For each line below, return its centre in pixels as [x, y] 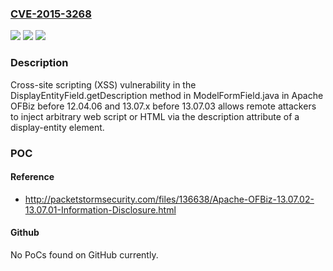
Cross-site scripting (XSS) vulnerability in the [103, 84]
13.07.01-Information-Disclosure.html [100, 209]
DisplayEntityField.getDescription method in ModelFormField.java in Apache [167, 95]
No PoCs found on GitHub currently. [84, 254]
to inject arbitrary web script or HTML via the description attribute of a [155, 116]
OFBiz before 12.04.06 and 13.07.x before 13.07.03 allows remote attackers [163, 106]
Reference [32, 177]
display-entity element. [57, 127]
